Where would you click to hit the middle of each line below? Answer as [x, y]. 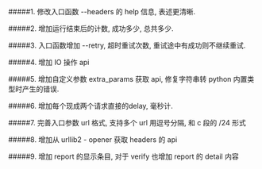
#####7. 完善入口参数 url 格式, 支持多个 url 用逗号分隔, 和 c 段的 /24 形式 [127, 123]
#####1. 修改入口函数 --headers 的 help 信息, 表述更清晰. [102, 12]
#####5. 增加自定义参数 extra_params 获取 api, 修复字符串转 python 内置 [128, 79]
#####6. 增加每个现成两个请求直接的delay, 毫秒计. [91, 106]
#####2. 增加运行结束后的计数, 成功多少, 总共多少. [91, 29]
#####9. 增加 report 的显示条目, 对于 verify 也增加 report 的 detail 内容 [124, 156]
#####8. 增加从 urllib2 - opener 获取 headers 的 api [93, 140]
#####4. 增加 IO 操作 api [49, 62]
